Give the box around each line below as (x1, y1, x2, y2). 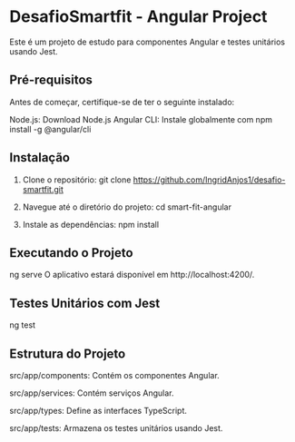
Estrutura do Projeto (9, 346, 126, 361)
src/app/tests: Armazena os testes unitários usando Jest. (9, 423, 223, 433)
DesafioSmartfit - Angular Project (9, 6, 268, 27)
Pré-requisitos (9, 73, 93, 88)
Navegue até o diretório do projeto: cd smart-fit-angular (22, 201, 231, 212)
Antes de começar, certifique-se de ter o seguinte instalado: (9, 96, 235, 107)
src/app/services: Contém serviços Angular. (9, 388, 174, 398)
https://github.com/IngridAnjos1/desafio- (133, 174, 286, 185)
